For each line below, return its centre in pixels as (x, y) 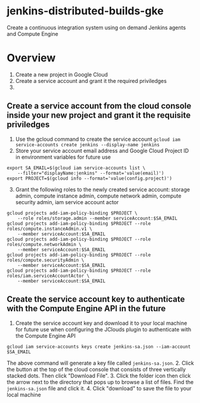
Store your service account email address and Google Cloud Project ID (102, 150)
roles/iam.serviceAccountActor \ (48, 276)
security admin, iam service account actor (67, 202)
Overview (31, 58)
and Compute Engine (33, 33)
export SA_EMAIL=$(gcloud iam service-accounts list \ (76, 168)
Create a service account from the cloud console (99, 106)
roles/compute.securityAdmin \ (46, 260)
